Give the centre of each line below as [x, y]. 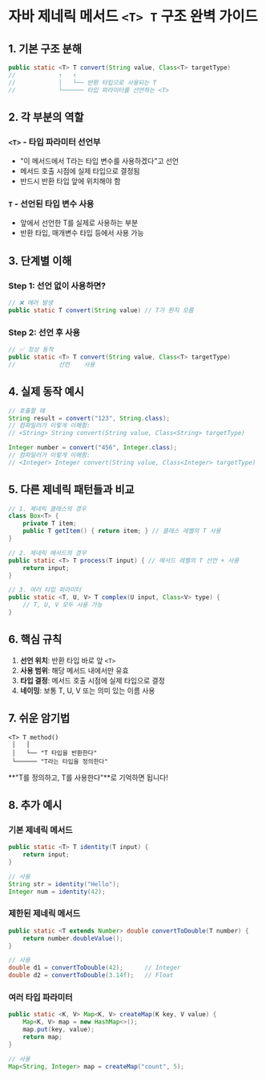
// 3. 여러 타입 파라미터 [45, 590]
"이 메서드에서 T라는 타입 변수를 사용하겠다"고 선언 [99, 161]
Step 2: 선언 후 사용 [44, 332]
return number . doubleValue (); [73, 938]
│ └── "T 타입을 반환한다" [54, 753]
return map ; [42, 1037]
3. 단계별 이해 [40, 261]
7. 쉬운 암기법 [39, 718]
